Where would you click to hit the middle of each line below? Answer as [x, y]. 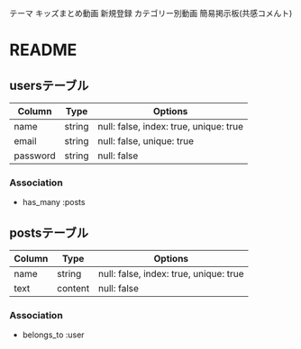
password [35, 156]
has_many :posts [54, 202]
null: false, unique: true [146, 141]
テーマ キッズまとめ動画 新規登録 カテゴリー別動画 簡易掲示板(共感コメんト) [151, 13]
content [73, 289]
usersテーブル [49, 85]
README [43, 50]
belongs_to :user [53, 335]
